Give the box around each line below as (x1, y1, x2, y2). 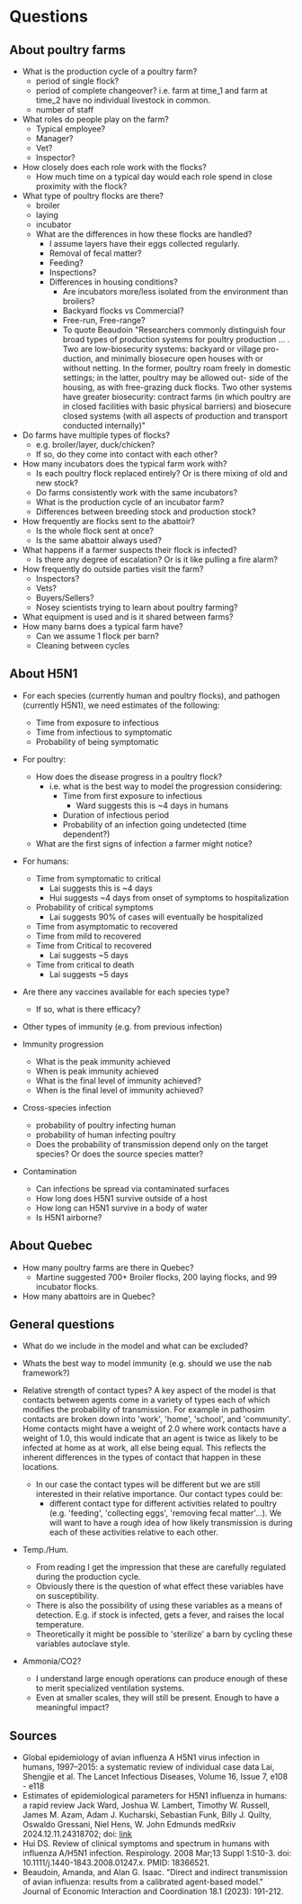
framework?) (22, 1367, 70, 1379)
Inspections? (49, 267, 97, 277)
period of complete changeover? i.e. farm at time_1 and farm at (35, 86, 268, 95)
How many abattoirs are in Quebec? (22, 1291, 155, 1301)
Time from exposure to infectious (35, 717, 159, 728)
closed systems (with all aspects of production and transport (62, 411, 288, 421)
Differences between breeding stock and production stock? (35, 506, 256, 517)
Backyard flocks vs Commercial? (62, 305, 184, 316)
